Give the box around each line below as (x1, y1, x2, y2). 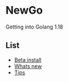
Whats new (14, 62, 42, 70)
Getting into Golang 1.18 (5, 23, 64, 30)
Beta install (14, 56, 42, 63)
